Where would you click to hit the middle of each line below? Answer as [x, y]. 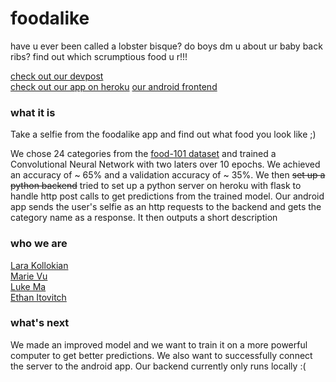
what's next [40, 323]
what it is [33, 112]
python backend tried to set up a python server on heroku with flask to [156, 186]
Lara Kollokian [39, 265]
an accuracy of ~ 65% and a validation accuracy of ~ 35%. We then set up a [168, 175]
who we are [39, 244]
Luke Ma [28, 286]
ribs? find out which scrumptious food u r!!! [99, 56]
